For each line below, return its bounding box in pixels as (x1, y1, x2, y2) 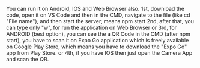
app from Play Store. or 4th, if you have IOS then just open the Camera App (6, 50, 193, 56)
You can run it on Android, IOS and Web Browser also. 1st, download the (6, 5, 185, 12)
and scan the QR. (6, 56, 49, 63)
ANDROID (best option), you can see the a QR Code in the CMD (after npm (6, 30, 191, 38)
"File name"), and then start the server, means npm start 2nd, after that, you (6, 18, 194, 24)
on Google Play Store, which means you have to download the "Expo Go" (6, 43, 187, 50)
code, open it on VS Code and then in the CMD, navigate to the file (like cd (6, 11, 190, 18)
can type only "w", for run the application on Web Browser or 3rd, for (6, 24, 177, 31)
